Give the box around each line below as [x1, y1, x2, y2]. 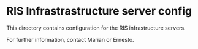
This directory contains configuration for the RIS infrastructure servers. [6, 24, 186, 31]
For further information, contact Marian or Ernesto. [6, 36, 134, 43]
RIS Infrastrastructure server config [6, 4, 192, 18]
